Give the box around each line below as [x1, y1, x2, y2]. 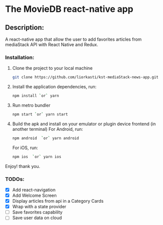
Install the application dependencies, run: [12, 84, 97, 90]
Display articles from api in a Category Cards [12, 198, 104, 204]
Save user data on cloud [12, 215, 62, 221]
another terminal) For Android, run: [12, 126, 83, 132]
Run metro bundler [12, 103, 51, 109]
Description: [5, 23, 44, 32]
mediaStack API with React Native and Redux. [5, 42, 98, 48]
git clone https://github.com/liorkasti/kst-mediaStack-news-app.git [12, 75, 159, 80]
